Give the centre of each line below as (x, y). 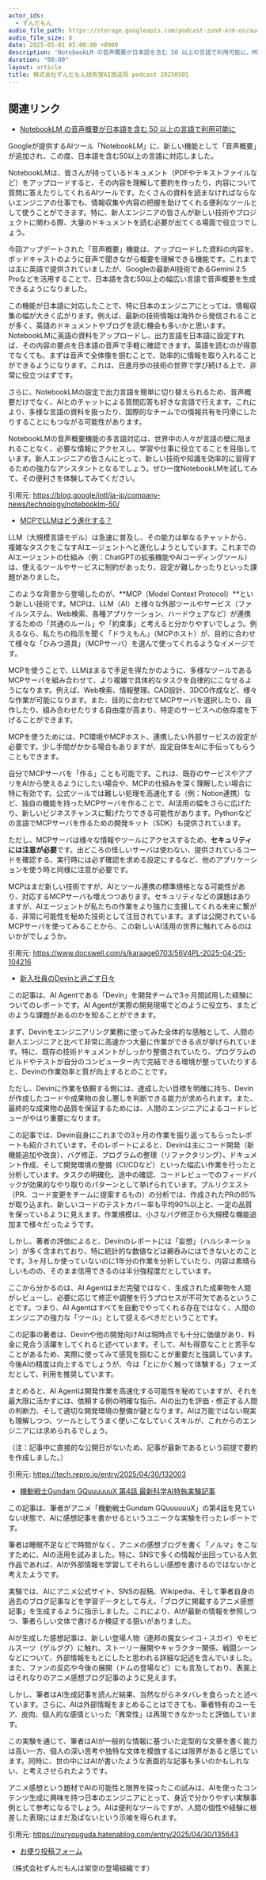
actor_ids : (26, 15)
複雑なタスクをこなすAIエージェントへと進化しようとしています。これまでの (132, 548)
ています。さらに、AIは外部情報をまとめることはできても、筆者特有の (122, 1705)
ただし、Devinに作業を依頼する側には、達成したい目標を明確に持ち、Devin (131, 1089)
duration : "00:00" (38, 60)
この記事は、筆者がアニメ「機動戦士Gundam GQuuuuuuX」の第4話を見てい (132, 1508)
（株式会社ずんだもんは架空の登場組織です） (81, 1868)
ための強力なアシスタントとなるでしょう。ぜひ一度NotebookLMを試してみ (136, 468)
